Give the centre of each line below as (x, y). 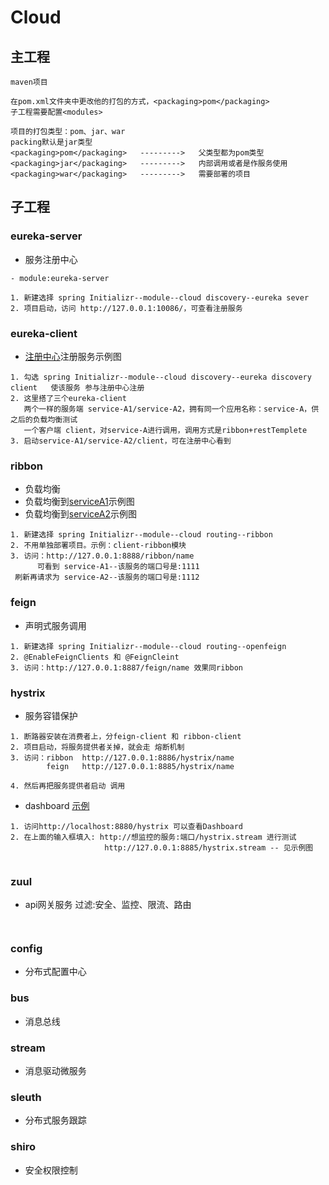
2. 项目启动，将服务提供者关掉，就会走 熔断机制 (97, 747)
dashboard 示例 (57, 805)
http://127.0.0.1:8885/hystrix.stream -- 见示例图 (209, 847)
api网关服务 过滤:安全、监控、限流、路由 (108, 905)
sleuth (26, 1097)
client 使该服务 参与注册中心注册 (77, 387)
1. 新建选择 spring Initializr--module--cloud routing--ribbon (141, 535)
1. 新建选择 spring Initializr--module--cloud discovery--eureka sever (160, 297)
